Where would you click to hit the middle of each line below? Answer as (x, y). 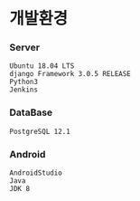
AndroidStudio (36, 173)
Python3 (24, 82)
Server (25, 48)
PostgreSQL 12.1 (40, 131)
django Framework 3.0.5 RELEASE (70, 74)
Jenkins (24, 90)
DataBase (31, 112)
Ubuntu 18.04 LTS (42, 66)
